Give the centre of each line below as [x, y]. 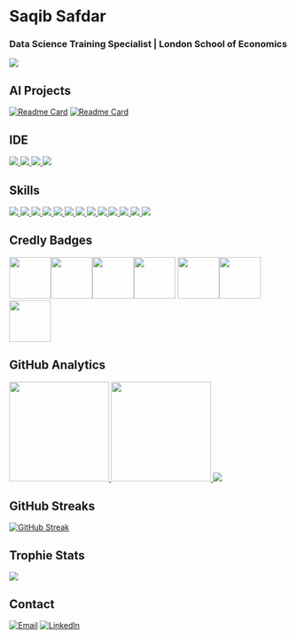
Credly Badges [51, 241]
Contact [32, 604]
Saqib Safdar [58, 16]
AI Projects [40, 90]
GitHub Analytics [58, 365]
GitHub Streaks [52, 506]
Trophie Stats [47, 555]
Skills [24, 190]
